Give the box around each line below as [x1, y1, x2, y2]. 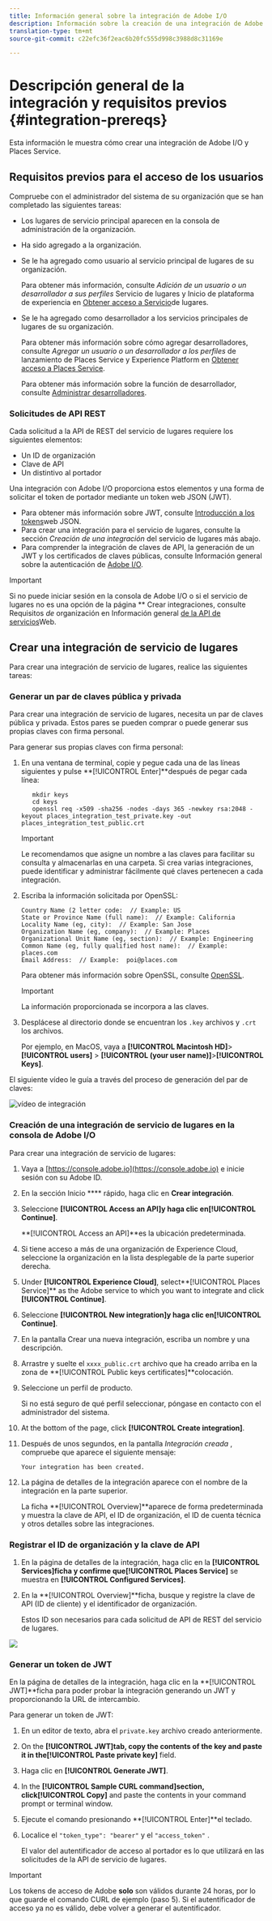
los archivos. [20, 1026, 64, 1036]
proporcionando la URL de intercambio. [9, 1695, 141, 1704]
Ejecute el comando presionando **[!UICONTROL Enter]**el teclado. [20, 1815, 253, 1824]
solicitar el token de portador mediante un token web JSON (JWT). [9, 492, 232, 502]
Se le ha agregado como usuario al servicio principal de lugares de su [20, 256, 254, 265]
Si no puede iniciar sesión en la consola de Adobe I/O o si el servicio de [9, 591, 248, 601]
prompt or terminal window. [20, 1799, 113, 1809]
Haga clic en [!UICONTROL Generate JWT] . [20, 1766, 168, 1776]
